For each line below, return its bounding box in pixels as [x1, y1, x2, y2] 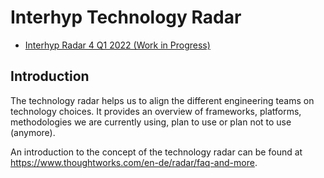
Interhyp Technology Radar [10, 6, 242, 29]
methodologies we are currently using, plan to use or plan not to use [10, 116, 292, 128]
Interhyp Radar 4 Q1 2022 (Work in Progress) [24, 39, 211, 51]
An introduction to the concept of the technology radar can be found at [10, 146, 303, 158]
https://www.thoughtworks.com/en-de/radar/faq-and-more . [10, 156, 258, 168]
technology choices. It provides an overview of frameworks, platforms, [10, 105, 302, 117]
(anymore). [10, 126, 56, 138]
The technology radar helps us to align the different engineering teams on [10, 94, 315, 106]
